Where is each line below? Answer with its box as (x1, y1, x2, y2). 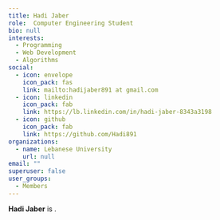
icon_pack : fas (22, 78, 73, 86)
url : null (22, 152, 56, 160)
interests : (8, 33, 45, 42)
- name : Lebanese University (15, 145, 112, 153)
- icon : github (15, 116, 66, 124)
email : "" (8, 160, 41, 168)
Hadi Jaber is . (8, 204, 57, 214)
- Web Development (15, 49, 77, 57)
